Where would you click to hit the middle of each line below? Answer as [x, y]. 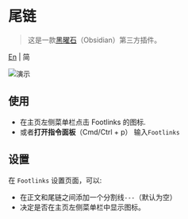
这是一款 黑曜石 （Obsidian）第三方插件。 [94, 40]
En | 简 [19, 57]
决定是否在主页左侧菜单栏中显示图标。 [82, 207]
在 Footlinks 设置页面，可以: [55, 180]
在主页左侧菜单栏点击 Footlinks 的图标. [82, 122]
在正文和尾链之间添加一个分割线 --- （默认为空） [98, 197]
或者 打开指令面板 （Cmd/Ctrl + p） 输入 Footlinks [100, 131]
